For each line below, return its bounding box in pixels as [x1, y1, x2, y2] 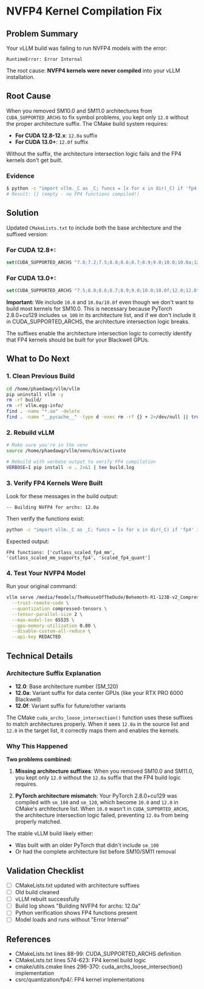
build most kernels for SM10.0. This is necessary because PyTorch [6, 305, 172, 312]
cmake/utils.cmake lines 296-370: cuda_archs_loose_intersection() [15, 963, 183, 970]
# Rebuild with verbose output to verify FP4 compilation [6, 459, 156, 465]
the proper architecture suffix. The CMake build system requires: [6, 120, 168, 127]
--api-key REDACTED [12, 634, 61, 640]
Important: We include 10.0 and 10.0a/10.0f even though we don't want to [6, 299, 194, 306]
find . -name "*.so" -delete [6, 408, 80, 414]
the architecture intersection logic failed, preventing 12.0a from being [15, 812, 189, 819]
